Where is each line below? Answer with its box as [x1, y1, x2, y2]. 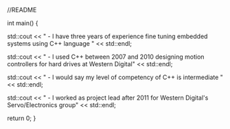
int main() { [7, 19, 39, 27]
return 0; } [7, 114, 36, 122]
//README [7, 6, 37, 14]
